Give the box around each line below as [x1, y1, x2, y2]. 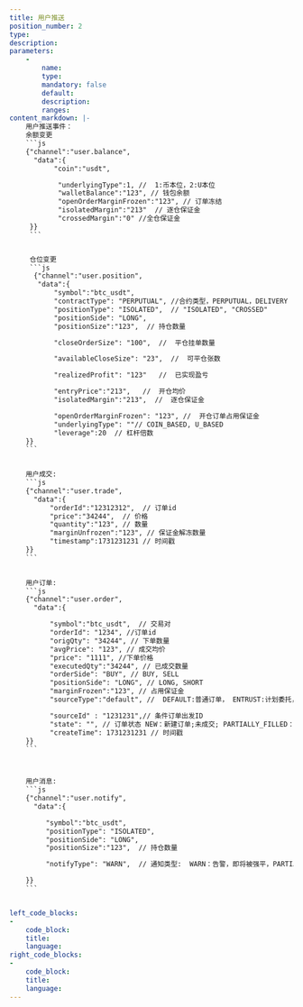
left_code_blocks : [9, 908, 78, 918]
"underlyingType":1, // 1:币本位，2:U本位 [57, 180, 216, 189]
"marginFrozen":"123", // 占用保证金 [49, 687, 185, 696]
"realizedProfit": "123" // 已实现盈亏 [53, 371, 209, 380]
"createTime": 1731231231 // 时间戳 [49, 728, 183, 737]
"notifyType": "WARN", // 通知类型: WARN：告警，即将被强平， [45, 860, 273, 869]
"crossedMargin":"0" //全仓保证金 [57, 214, 180, 223]
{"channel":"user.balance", [25, 147, 131, 156]
